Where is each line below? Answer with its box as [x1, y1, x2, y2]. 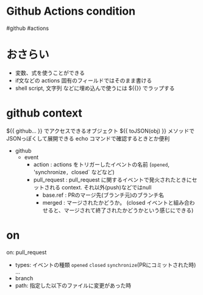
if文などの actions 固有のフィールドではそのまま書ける [15, 76, 152, 84]
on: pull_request [6, 249, 47, 256]
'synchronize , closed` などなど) [33, 168, 115, 175]
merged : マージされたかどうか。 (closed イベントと [42, 198, 174, 206]
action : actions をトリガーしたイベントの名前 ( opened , [33, 161, 169, 168]
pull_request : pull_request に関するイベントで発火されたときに [33, 176, 192, 183]
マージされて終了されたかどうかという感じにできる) [63, 206, 194, 214]
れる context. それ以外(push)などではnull [49, 183, 152, 191]
